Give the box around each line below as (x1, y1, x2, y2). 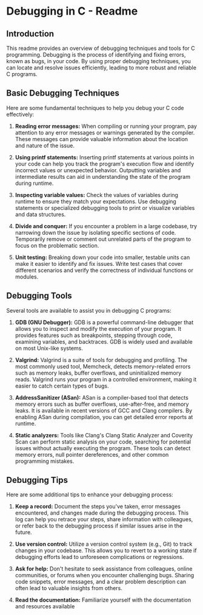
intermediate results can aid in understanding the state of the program (15, 173, 191, 180)
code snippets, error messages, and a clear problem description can (15, 578, 187, 585)
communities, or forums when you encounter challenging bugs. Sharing (15, 572, 195, 579)
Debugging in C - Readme (6, 4, 138, 18)
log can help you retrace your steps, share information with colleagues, (15, 516, 193, 523)
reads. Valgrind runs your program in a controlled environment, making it (15, 375, 197, 383)
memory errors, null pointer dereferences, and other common (15, 451, 169, 458)
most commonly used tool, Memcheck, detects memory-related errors (15, 363, 191, 370)
